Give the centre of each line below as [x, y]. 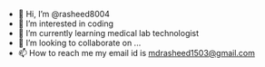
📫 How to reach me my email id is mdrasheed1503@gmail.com [137, 53]
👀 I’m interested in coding [66, 24]
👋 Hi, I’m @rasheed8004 [64, 14]
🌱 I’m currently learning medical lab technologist [108, 33]
